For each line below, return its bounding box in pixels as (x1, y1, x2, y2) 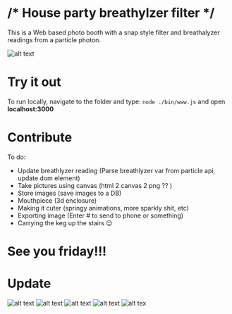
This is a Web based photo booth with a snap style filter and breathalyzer (7, 28, 220, 37)
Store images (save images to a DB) (17, 189, 122, 197)
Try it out (7, 74, 61, 90)
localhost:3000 (7, 104, 54, 113)
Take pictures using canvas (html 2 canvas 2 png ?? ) (17, 181, 173, 189)
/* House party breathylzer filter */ (7, 5, 215, 21)
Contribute (7, 130, 73, 146)
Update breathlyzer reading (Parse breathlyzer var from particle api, (17, 166, 216, 175)
